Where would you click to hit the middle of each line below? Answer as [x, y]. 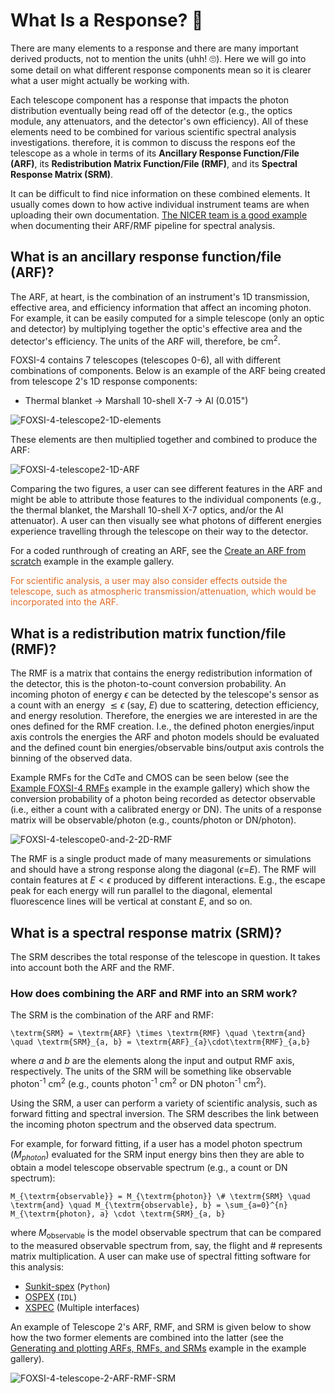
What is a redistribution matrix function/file [148, 633]
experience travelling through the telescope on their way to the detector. [159, 531]
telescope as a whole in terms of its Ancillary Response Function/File [155, 153]
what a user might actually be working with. [100, 80]
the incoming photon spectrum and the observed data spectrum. [143, 1124]
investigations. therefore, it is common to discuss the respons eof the [153, 142]
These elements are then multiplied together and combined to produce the [164, 440]
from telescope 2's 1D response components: [104, 381]
